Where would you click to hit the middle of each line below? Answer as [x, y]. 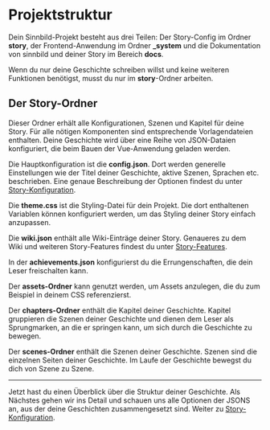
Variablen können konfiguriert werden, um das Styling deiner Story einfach [132, 214]
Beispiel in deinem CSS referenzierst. [70, 294]
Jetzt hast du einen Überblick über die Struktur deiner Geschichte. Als [125, 391]
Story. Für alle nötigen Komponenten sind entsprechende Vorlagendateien [131, 131]
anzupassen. [29, 222]
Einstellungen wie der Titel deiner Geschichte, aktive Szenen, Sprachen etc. [134, 172]
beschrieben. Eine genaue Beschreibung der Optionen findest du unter [125, 181]
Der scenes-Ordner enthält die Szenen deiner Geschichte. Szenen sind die [133, 351]
